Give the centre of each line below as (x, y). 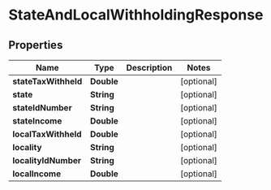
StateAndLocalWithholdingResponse (136, 15)
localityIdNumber (47, 160)
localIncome (37, 174)
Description (149, 68)
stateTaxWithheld (47, 81)
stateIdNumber (42, 108)
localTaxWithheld (47, 134)
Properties (36, 45)
